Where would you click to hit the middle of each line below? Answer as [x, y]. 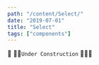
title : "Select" [31, 27]
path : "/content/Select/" [45, 14]
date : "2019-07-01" [36, 20]
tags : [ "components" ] [39, 34]
